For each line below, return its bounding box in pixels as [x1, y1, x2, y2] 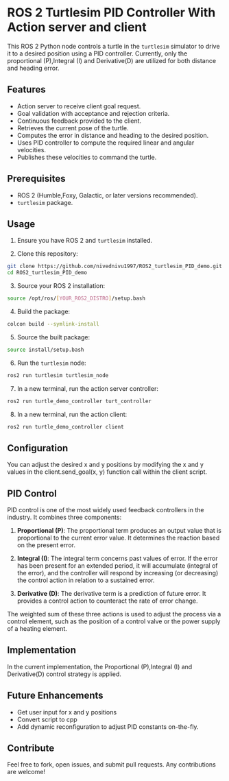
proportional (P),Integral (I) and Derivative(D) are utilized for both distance [7, 56, 217, 64]
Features [7, 84, 46, 95]
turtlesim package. [16, 198, 73, 206]
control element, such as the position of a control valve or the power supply [7, 617, 221, 625]
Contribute [7, 743, 55, 754]
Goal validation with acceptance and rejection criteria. [16, 109, 170, 117]
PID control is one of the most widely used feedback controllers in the [7, 506, 204, 514]
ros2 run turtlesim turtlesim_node [7, 372, 109, 379]
